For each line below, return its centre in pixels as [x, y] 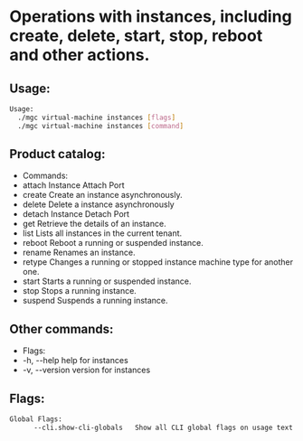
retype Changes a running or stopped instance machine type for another [158, 262]
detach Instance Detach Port [76, 214]
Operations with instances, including [151, 17]
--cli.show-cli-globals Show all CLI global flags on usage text [163, 427]
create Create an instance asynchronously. [102, 195]
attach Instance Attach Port [73, 185]
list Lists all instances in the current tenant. [102, 233]
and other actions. [80, 55]
